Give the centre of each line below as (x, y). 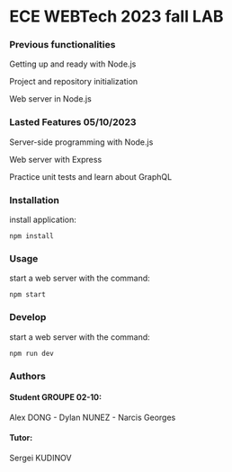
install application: (43, 220)
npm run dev (31, 353)
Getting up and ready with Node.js (73, 64)
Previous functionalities (62, 45)
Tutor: (21, 438)
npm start (28, 295)
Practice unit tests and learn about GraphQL (91, 176)
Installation (35, 200)
